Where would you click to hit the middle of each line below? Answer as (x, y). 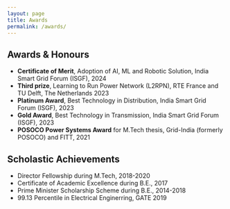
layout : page (26, 13)
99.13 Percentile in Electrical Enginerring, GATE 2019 (92, 198)
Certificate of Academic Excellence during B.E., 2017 (92, 183)
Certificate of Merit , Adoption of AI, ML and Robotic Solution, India (113, 71)
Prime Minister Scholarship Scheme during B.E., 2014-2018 (101, 190)
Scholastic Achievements (63, 159)
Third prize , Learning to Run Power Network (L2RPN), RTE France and (118, 86)
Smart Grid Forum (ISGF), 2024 (62, 79)
